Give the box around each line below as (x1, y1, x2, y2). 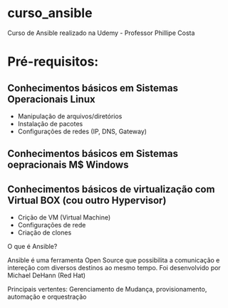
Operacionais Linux (7, 93, 95, 105)
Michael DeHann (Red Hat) (7, 271, 86, 279)
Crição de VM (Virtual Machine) (17, 213, 111, 222)
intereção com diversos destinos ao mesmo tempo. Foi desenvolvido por (7, 264, 221, 272)
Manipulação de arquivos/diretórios (17, 112, 123, 120)
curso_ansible (7, 5, 93, 21)
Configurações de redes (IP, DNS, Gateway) (17, 127, 147, 135)
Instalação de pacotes (17, 119, 83, 128)
